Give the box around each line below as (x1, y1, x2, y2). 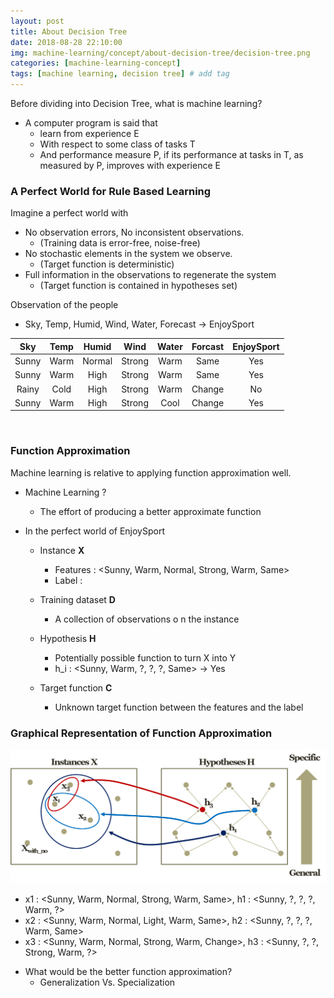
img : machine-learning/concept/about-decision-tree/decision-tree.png (10, 48, 311, 58)
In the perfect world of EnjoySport (24, 525, 165, 537)
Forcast (191, 340, 225, 352)
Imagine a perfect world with (10, 207, 129, 219)
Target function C (39, 681, 113, 694)
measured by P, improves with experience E (39, 160, 221, 171)
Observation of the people (10, 299, 119, 311)
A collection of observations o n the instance (54, 613, 240, 625)
